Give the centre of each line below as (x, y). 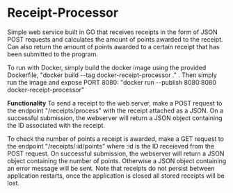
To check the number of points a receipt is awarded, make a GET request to (115, 139)
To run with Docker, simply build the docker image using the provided (107, 67)
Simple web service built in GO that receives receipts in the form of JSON (112, 32)
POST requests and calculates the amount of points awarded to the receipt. (115, 39)
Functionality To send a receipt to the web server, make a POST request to (115, 103)
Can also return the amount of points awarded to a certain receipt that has (113, 47)
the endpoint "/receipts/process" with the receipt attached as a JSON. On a (115, 110)
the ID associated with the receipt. (56, 125)
